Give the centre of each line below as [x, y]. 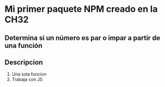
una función [23, 45]
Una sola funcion [29, 74]
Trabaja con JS [27, 80]
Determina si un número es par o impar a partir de [82, 38]
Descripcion [24, 62]
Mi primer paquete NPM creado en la [81, 9]
